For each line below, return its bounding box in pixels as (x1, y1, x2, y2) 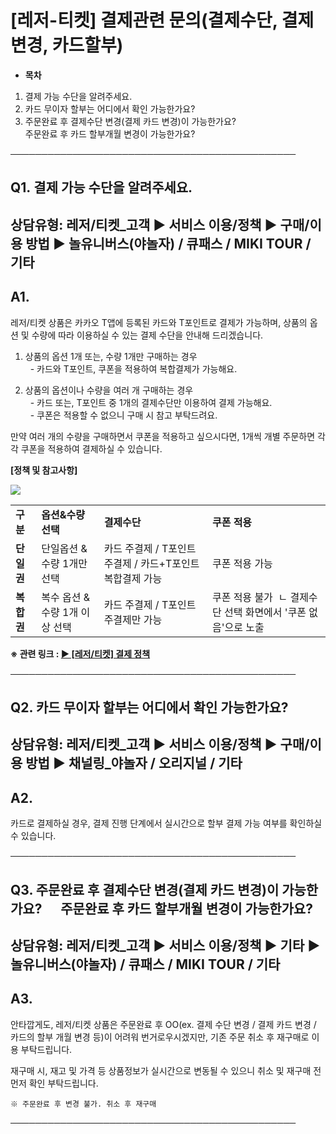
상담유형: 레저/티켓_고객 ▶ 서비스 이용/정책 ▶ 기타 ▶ (10, 937, 321, 954)
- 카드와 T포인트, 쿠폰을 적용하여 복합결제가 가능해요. (29, 362, 238, 375)
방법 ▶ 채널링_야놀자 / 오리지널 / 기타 (25, 755, 243, 772)
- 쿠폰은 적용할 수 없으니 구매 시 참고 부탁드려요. (29, 409, 218, 421)
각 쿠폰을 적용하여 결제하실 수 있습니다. (10, 442, 163, 455)
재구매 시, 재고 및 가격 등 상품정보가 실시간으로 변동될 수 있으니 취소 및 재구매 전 (10, 1064, 322, 1076)
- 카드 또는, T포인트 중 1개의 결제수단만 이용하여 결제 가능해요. (29, 396, 273, 408)
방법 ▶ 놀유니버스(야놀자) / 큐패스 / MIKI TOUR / (25, 235, 312, 252)
